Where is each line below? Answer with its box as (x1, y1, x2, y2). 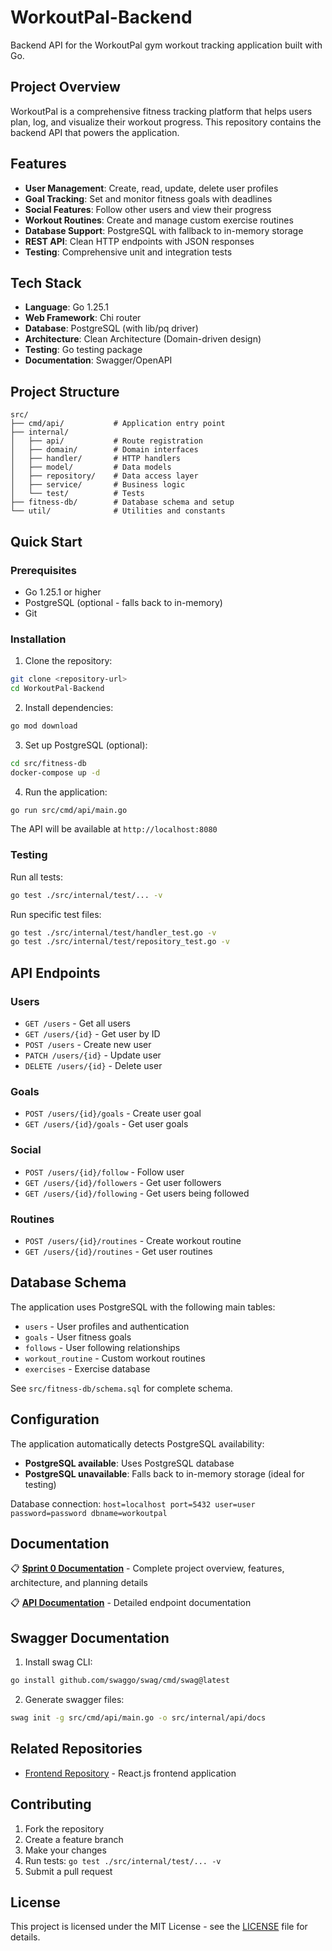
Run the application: (24, 786, 108, 798)
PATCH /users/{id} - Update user (24, 1049, 162, 1061)
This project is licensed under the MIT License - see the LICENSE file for (10, 1921, 308, 1933)
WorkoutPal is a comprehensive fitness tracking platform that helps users (10, 105, 313, 117)
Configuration (10, 1411, 100, 1428)
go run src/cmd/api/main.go (10, 805, 128, 815)
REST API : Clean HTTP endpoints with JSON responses (24, 235, 255, 247)
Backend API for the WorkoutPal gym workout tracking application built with (10, 39, 323, 51)
